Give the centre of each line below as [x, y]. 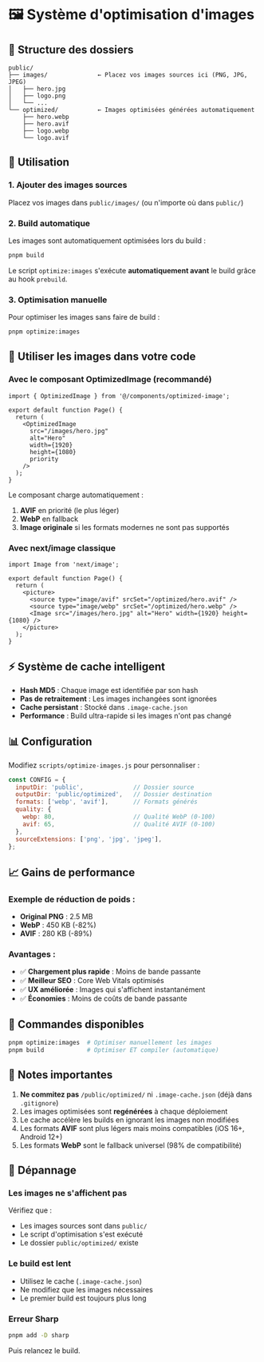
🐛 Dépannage [43, 1171]
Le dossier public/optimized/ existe [79, 1243]
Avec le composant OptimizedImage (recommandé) [110, 380]
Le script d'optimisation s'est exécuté [81, 1234]
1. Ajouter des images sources [68, 185]
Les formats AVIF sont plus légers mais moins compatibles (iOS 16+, [132, 1128]
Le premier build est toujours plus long [83, 1298]
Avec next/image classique [62, 548]
